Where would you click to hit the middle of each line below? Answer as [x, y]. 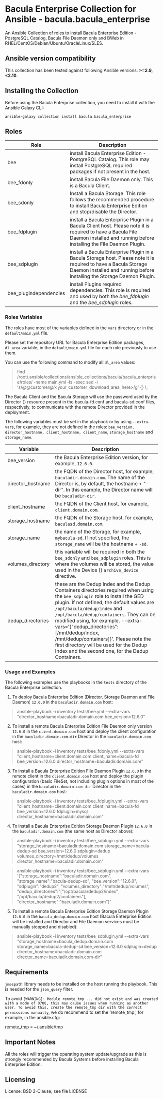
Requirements [27, 972]
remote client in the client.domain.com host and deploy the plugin [78, 776]
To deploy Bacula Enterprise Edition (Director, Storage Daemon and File [83, 697]
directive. [66, 576]
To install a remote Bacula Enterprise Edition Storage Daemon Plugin [80, 911]
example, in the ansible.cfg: [33, 1017]
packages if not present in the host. [110, 171]
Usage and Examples [30, 672]
